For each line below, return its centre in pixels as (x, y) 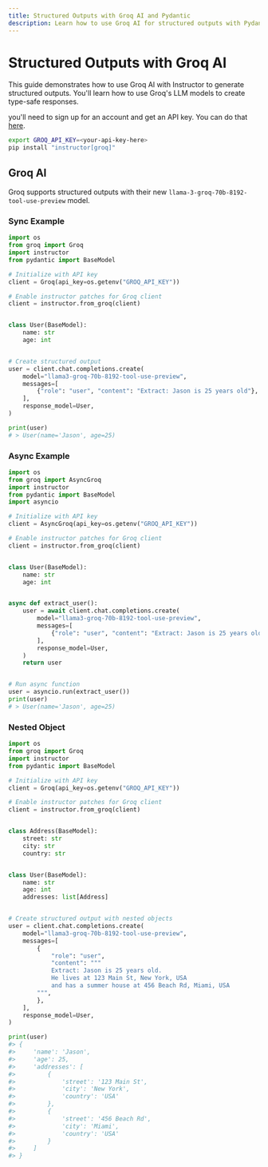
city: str (39, 846)
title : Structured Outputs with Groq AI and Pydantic (100, 16)
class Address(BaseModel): (53, 831)
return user (42, 663)
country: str (44, 853)
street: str (42, 839)
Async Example (39, 456)
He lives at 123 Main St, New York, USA (119, 978)
